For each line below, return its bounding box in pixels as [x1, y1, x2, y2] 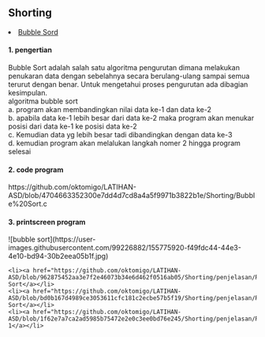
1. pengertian [8, 45, 53, 54]
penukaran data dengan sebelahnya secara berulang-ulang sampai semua [8, 71, 250, 81]
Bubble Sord [18, 27, 59, 36]
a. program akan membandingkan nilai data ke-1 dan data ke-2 [8, 105, 211, 114]
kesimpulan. [8, 88, 47, 98]
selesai [8, 147, 32, 156]
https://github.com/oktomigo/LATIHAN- [8, 182, 136, 192]
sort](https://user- [36, 234, 96, 244]
